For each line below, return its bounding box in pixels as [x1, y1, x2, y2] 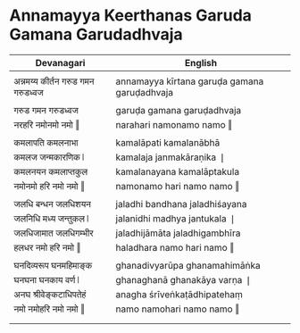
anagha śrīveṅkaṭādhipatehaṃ [115, 287, 243, 300]
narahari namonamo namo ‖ [115, 118, 233, 130]
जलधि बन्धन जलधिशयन [13, 197, 92, 210]
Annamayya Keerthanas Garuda [9, 5, 253, 26]
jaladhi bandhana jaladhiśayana [115, 197, 247, 210]
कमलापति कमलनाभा [13, 136, 79, 148]
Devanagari [35, 56, 86, 69]
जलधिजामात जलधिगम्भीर [13, 227, 94, 239]
